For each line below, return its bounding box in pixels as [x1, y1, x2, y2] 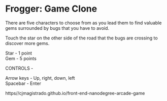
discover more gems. [5, 40, 50, 46]
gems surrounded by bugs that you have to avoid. [5, 25, 110, 31]
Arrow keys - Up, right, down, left [5, 75, 75, 81]
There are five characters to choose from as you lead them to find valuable [5, 20, 162, 26]
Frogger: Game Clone [5, 3, 97, 15]
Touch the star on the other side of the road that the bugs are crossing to [5, 35, 158, 41]
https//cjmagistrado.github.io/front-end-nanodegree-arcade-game [5, 90, 145, 96]
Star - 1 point [5, 50, 32, 56]
